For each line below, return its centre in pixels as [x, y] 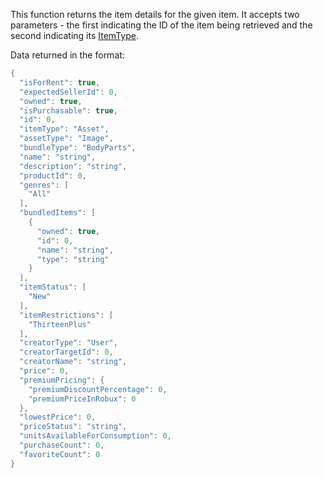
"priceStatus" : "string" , [73, 427]
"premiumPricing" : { [62, 380]
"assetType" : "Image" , [66, 139]
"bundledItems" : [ [58, 213]
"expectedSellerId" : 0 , [68, 92]
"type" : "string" [73, 259]
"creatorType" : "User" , [68, 343]
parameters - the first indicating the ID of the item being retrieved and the [161, 25]
